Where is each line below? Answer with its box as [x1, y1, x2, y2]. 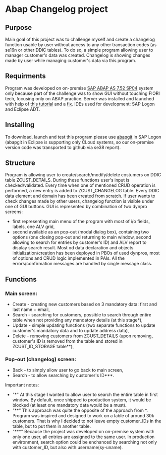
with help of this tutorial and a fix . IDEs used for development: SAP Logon [5, 101, 155, 107]
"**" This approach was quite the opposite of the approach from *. [12, 407, 148, 413]
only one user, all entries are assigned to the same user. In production [12, 434, 155, 440]
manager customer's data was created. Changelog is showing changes [5, 52, 151, 58]
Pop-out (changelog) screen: [5, 356, 77, 363]
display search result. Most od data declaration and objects [12, 245, 134, 251]
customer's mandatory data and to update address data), [12, 328, 129, 334]
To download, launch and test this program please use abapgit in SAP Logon [5, 134, 162, 140]
